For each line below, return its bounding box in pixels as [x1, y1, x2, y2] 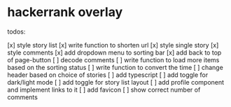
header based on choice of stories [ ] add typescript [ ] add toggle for [7, 71, 209, 79]
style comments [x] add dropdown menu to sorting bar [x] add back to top [7, 48, 222, 57]
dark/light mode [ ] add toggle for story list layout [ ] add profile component [7, 78, 225, 86]
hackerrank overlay [7, 4, 123, 20]
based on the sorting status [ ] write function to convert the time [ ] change [7, 63, 224, 71]
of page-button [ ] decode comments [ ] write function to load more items [7, 55, 220, 64]
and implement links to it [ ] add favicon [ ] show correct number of [7, 85, 201, 94]
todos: [7, 27, 26, 36]
